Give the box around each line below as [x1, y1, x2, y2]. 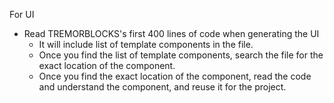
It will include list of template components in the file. [38, 39, 254, 50]
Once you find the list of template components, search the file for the [38, 49, 324, 61]
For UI [9, 9, 35, 20]
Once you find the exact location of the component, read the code [38, 70, 312, 82]
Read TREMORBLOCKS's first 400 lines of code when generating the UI [23, 28, 320, 39]
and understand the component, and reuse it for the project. [38, 81, 287, 93]
